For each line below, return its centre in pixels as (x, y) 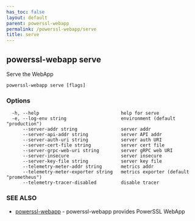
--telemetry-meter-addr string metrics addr (88, 167)
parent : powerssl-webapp (38, 23)
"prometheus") (24, 178)
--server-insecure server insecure (92, 156)
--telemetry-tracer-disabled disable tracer (91, 183)
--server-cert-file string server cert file (94, 145)
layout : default (27, 18)
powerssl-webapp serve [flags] (46, 85)
